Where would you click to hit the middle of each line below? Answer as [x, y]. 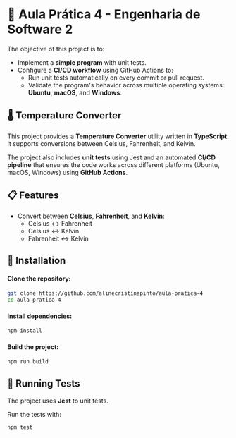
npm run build [28, 362]
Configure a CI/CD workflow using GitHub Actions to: [95, 70]
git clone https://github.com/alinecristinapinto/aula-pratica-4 [105, 293]
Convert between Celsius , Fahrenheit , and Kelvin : [91, 216]
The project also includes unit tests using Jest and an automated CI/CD [112, 157]
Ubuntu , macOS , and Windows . [75, 92]
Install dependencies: [40, 316]
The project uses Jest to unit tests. [58, 401]
